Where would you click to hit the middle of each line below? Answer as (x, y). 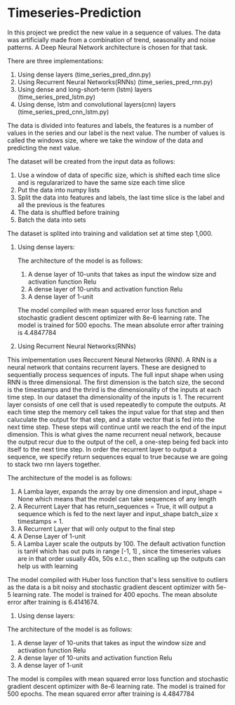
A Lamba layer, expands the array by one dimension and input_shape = (120, 491)
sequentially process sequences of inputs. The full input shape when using (116, 374)
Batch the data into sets (52, 220)
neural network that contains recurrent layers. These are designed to (107, 367)
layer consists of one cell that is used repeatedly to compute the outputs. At (117, 404)
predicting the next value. (44, 147)
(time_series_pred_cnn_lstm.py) (63, 112)
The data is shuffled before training (68, 212)
